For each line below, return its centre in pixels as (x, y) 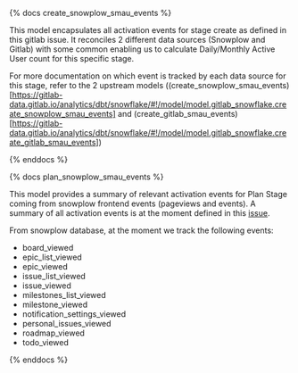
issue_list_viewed (54, 276)
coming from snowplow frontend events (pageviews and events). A (132, 203)
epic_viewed (45, 266)
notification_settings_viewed (74, 314)
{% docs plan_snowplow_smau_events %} (87, 177)
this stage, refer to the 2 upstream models (87, 85)
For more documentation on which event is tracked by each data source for (148, 76)
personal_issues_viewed (66, 323)
